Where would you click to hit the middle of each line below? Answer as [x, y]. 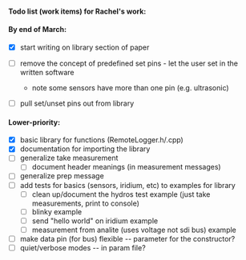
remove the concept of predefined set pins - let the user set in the [129, 63]
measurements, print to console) [86, 203]
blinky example [57, 211]
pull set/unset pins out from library [77, 103]
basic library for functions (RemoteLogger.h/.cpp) [102, 140]
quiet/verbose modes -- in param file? [83, 247]
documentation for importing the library [85, 149]
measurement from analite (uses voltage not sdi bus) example [134, 230]
